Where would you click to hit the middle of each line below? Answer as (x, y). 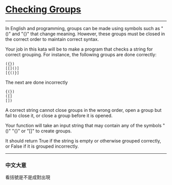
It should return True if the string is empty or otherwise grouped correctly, (83, 141)
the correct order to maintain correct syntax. (52, 39)
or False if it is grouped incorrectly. (42, 146)
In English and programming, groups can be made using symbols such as (83, 28)
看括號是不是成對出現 (28, 177)
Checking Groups (43, 9)
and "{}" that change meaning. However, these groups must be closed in (89, 34)
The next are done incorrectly (37, 82)
